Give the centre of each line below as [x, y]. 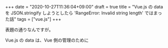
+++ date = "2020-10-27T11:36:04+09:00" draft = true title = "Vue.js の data [84, 7]
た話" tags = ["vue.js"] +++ [33, 19]
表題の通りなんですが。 [29, 30]
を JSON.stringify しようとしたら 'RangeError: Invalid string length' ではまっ [83, 13]
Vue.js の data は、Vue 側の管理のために [47, 40]
